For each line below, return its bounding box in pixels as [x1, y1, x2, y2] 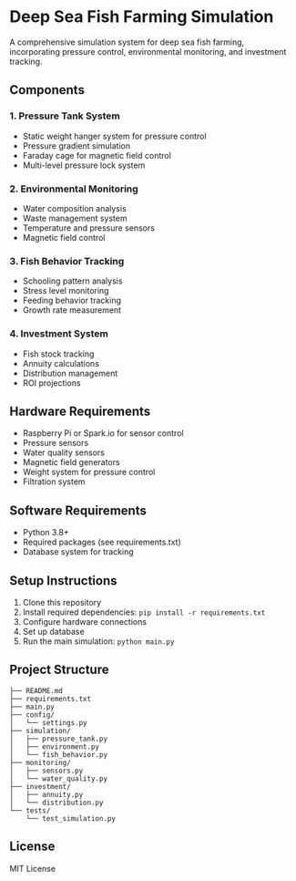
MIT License [9, 863, 56, 874]
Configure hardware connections [22, 616, 148, 627]
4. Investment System [9, 327, 109, 340]
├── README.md [9, 686, 64, 695]
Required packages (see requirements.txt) [22, 536, 182, 548]
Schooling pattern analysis [22, 275, 123, 286]
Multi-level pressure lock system [22, 160, 146, 171]
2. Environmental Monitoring [9, 182, 138, 195]
